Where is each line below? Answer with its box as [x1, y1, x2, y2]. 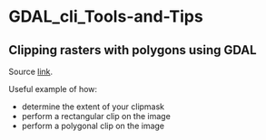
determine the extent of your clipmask [21, 101, 165, 112]
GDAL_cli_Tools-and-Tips [8, 6, 203, 27]
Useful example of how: [8, 84, 97, 94]
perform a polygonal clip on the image [21, 120, 165, 131]
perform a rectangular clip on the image [21, 111, 172, 121]
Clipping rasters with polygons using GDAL [8, 42, 257, 58]
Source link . [8, 66, 54, 77]
